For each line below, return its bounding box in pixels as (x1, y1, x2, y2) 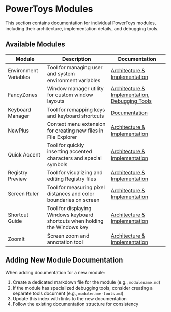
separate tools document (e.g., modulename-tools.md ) (12, 290, 124, 296)
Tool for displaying (47, 204, 92, 212)
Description (62, 55, 92, 62)
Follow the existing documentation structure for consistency (12, 301, 139, 307)
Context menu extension (47, 120, 106, 127)
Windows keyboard (47, 211, 94, 218)
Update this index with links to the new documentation (12, 295, 127, 301)
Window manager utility (47, 85, 104, 92)
